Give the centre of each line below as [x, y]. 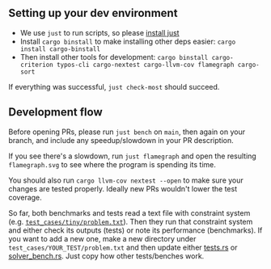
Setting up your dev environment [93, 13]
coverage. [25, 197]
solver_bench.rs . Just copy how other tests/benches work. [106, 256]
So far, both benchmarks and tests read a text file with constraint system [129, 212]
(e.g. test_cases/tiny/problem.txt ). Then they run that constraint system [131, 221]
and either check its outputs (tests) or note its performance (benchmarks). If [135, 230]
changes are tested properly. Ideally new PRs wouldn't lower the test [123, 188]
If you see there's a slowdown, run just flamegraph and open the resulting [132, 156]
